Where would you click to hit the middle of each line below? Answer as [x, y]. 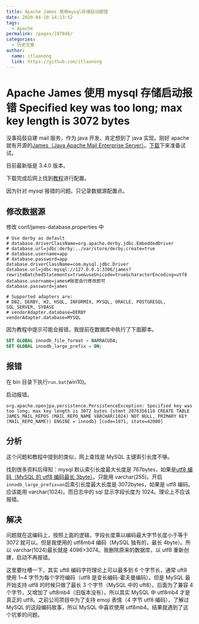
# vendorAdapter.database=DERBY [46, 313]
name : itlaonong [31, 56]
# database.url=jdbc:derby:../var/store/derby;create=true [81, 249]
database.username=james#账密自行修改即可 [56, 281]
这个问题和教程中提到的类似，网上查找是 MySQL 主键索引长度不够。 [90, 457]
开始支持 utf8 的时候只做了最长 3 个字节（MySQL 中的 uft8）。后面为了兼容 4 [100, 585]
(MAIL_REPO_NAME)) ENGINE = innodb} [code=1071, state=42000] [85, 421]
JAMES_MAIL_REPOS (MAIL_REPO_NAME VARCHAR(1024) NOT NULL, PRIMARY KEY [97, 416]
